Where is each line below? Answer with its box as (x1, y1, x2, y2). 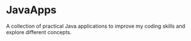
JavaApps (6, 3, 57, 17)
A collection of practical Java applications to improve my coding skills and (6, 23, 186, 29)
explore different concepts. (6, 28, 72, 35)
